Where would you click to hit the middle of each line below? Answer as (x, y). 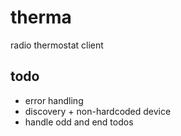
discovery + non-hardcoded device (98, 111)
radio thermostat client (57, 45)
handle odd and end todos (79, 122)
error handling (54, 100)
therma (41, 17)
